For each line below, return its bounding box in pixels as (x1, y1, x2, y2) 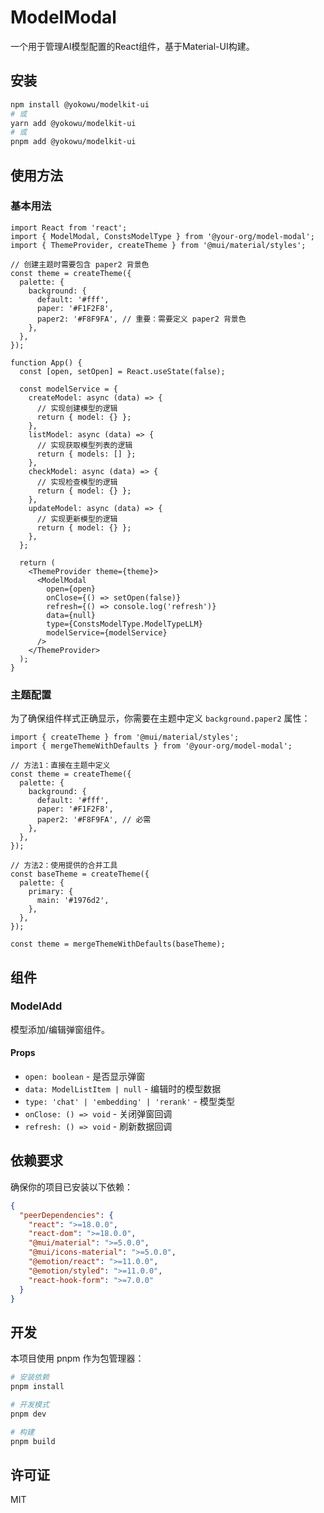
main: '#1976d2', (36, 896, 110, 906)
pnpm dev (10, 1409, 47, 1419)
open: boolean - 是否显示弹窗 (24, 1071, 146, 1082)
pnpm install (10, 1382, 65, 1392)
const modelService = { (19, 384, 118, 394)
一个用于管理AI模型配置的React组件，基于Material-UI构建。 (10, 40, 255, 52)
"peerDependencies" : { (19, 1210, 114, 1220)
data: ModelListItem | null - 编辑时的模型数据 (24, 1083, 222, 1095)
